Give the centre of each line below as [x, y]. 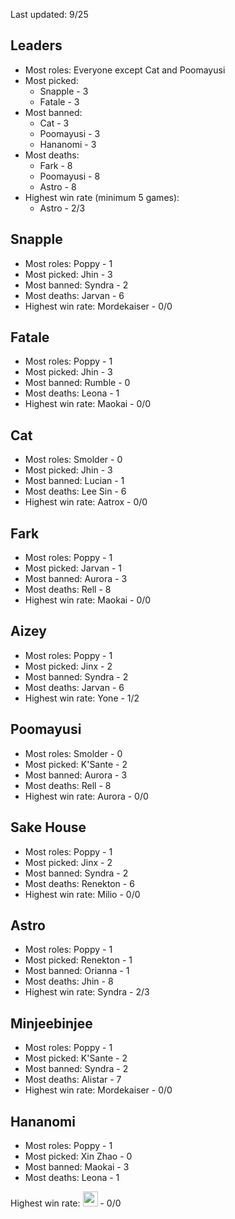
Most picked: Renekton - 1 [78, 960]
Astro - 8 [58, 186]
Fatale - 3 [59, 101]
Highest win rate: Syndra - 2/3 [87, 992]
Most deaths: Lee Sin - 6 [75, 491]
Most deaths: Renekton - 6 [79, 883]
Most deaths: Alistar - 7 [73, 1080]
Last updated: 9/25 [49, 14]
